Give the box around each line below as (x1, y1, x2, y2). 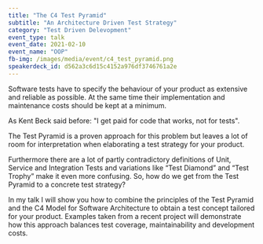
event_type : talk (8, 33, 65, 42)
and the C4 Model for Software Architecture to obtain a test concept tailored (8, 203, 255, 213)
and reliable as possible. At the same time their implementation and (8, 92, 225, 102)
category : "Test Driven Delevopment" (8, 26, 132, 34)
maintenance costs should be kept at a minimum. (8, 100, 167, 110)
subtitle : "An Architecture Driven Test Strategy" (8, 19, 177, 27)
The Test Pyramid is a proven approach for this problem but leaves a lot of (8, 131, 249, 140)
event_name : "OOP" (8, 48, 68, 56)
